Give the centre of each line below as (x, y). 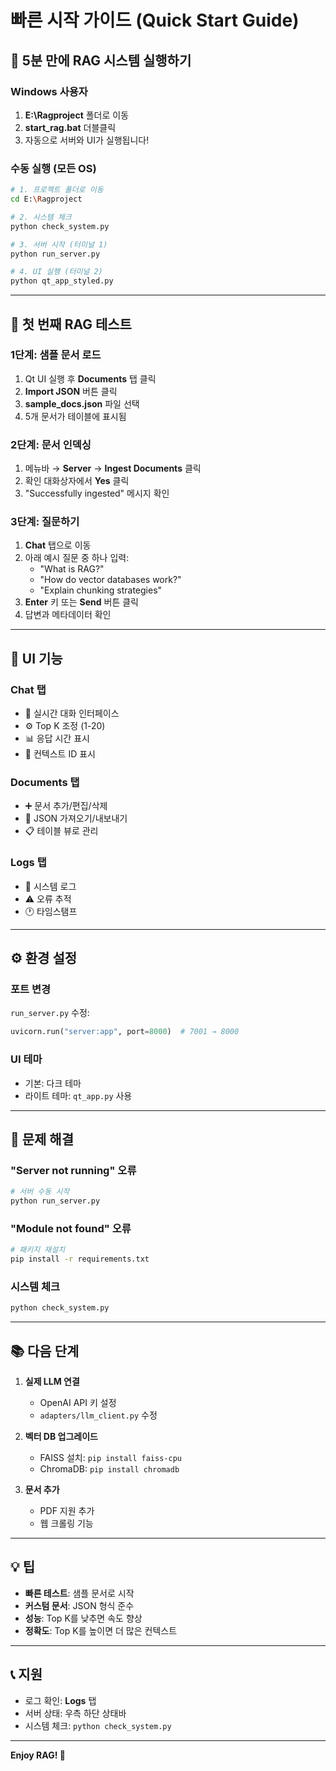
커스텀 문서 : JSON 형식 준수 (79, 1605)
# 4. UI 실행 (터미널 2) (56, 272)
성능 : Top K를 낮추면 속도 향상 (83, 1618)
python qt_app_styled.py (62, 281)
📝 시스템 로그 (50, 886)
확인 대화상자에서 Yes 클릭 (77, 481)
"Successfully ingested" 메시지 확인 (97, 493)
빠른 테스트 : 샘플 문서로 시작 (79, 1593)
